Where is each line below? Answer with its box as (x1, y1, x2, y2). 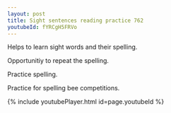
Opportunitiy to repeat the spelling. (7, 56, 110, 65)
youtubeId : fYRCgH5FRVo (7, 23, 78, 30)
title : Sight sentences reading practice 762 (7, 17, 143, 24)
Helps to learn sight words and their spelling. (7, 43, 138, 52)
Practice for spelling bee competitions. (7, 84, 120, 93)
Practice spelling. (7, 70, 58, 78)
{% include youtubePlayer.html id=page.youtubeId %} (7, 97, 165, 106)
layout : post (7, 10, 46, 18)
